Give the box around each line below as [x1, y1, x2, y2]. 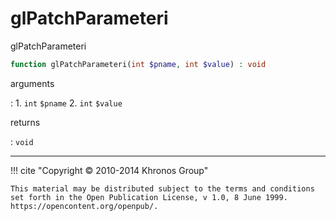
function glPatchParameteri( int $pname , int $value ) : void [10, 59, 267, 69]
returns [10, 116, 41, 128]
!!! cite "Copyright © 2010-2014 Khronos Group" [10, 164, 209, 176]
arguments [10, 77, 55, 89]
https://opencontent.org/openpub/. [10, 201, 159, 211]
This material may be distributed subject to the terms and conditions [10, 183, 315, 194]
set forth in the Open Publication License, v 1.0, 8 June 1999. [10, 192, 288, 202]
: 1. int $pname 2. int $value [10, 97, 123, 109]
